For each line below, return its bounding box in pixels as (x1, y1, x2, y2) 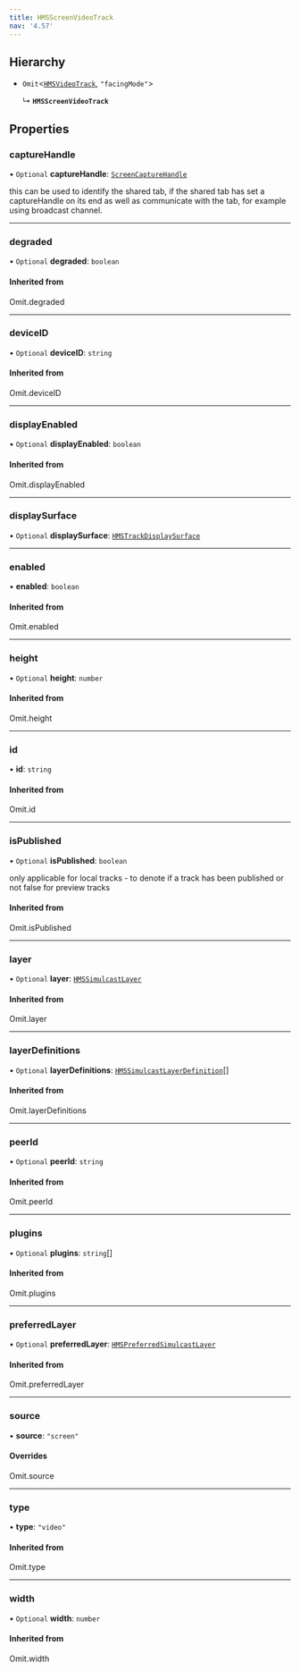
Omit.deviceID (9, 388, 62, 398)
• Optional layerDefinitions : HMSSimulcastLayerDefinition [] (9, 1065, 229, 1076)
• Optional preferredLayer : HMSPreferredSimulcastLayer (9, 1338, 216, 1350)
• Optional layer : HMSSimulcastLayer (9, 974, 142, 984)
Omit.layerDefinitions (9, 1105, 87, 1116)
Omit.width (9, 1653, 50, 1664)
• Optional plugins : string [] (9, 1247, 113, 1258)
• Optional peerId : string (9, 1156, 104, 1167)
